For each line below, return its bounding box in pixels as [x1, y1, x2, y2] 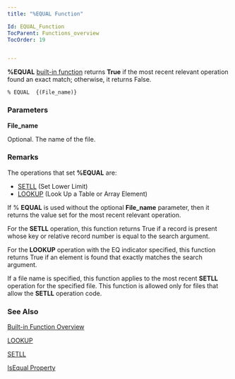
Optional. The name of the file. [7, 135, 96, 143]
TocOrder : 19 [7, 36, 46, 43]
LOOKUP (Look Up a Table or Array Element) [17, 189, 148, 198]
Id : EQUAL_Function [7, 23, 65, 30]
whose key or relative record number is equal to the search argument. [7, 232, 210, 240]
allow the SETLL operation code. [7, 289, 102, 297]
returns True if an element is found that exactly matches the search [7, 253, 203, 261]
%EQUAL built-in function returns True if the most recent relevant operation [7, 68, 229, 76]
